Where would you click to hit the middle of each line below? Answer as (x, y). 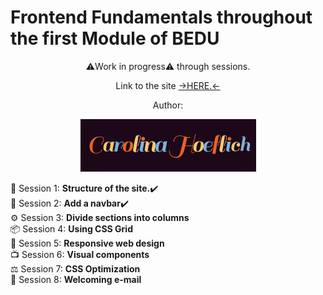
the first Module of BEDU (115, 38)
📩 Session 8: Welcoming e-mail (76, 279)
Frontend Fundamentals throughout (161, 17)
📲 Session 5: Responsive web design (87, 243)
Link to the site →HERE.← (168, 85)
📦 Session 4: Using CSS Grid (71, 228)
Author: (168, 105)
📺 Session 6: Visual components (80, 254)
